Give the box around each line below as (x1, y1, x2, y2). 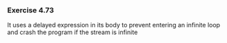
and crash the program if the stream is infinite (7, 28, 138, 36)
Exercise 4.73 (7, 5, 54, 15)
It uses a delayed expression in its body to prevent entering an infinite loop (7, 21, 221, 29)
